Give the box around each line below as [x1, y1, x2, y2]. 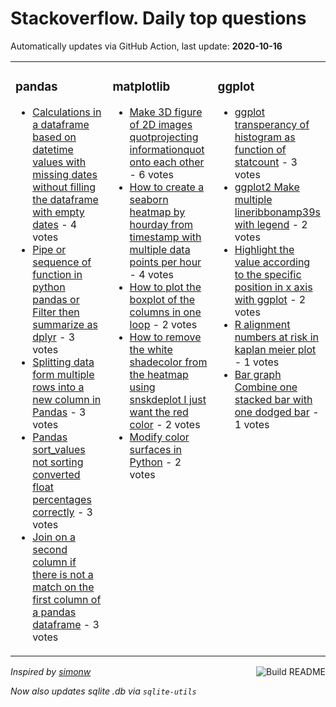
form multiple [32, 367, 95, 381]
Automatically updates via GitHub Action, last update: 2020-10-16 [10, 40, 283, 52]
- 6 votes [129, 167, 175, 181]
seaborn [129, 192, 169, 206]
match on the [32, 580, 95, 594]
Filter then [32, 305, 80, 319]
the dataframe [32, 192, 99, 206]
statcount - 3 [234, 155, 298, 169]
